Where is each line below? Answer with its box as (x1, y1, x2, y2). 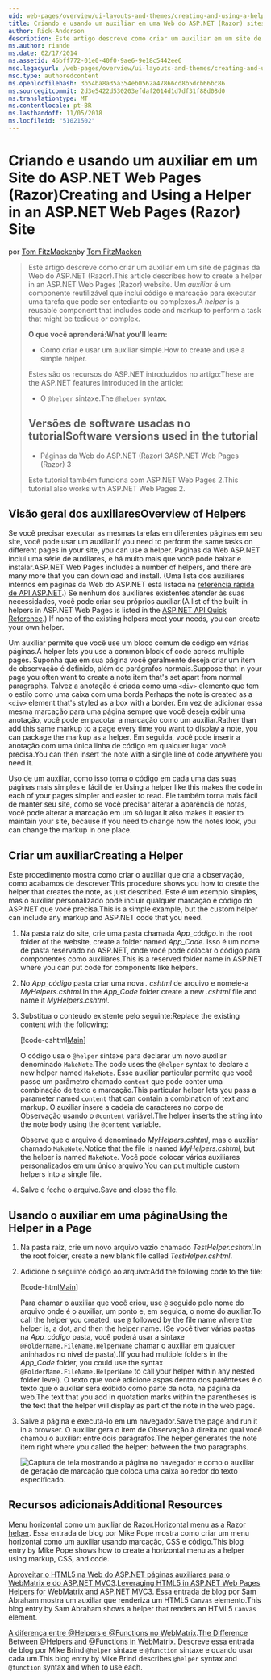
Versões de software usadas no (27, 417, 191, 431)
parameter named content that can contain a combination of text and (19, 1094, 250, 1103)
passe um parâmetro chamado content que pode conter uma (19, 1077, 223, 1086)
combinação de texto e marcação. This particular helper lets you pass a (19, 1086, 256, 1095)
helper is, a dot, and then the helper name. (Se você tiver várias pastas (19, 1324, 256, 1333)
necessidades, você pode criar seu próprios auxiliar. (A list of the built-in (8, 597, 248, 607)
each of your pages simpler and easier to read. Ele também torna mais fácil (8, 791, 258, 801)
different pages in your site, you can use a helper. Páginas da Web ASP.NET (8, 545, 261, 555)
